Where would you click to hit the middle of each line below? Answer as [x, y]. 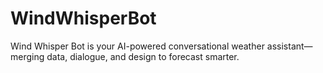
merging [27, 56]
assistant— [289, 46]
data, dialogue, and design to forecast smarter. [143, 56]
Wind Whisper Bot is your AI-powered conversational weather [137, 46]
